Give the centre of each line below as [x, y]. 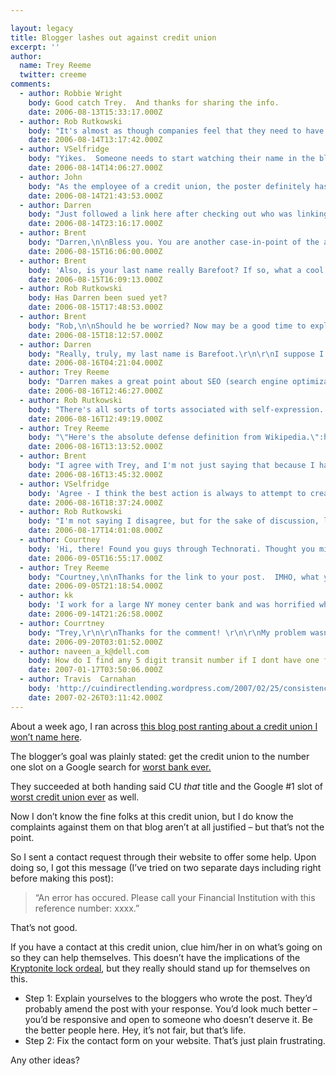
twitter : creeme [53, 75]
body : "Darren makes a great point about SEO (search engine [158, 382]
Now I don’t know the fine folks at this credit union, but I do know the [152, 816]
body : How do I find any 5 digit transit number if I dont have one [174, 661]
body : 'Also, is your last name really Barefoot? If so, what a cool [176, 270]
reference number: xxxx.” [87, 908]
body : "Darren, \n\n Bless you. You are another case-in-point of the [174, 242]
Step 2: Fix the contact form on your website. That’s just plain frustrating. [175, 1040]
